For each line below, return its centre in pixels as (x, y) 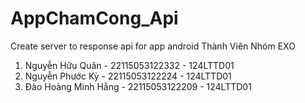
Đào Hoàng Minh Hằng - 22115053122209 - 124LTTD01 (138, 86)
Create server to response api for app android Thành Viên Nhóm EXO (153, 46)
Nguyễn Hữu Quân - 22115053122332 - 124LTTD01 (129, 65)
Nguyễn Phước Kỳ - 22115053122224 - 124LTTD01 (128, 76)
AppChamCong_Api (94, 18)
